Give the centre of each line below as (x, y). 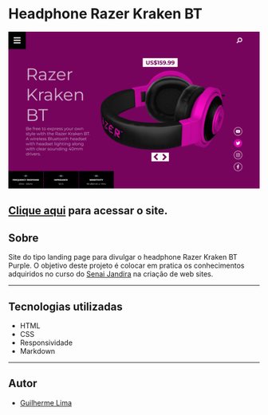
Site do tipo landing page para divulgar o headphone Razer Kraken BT (123, 257)
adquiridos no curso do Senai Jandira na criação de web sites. (111, 274)
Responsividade (46, 343)
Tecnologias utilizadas (65, 306)
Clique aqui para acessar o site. (88, 211)
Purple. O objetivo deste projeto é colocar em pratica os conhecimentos (126, 266)
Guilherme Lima (46, 402)
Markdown (37, 350)
